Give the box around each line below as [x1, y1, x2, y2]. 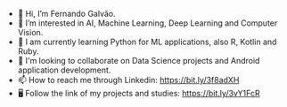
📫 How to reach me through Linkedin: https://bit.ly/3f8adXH [17, 75, 240, 85]
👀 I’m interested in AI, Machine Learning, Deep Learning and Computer [17, 18, 278, 28]
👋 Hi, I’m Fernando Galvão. [17, 9, 116, 19]
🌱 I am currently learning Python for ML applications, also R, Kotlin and [17, 36, 277, 47]
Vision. [17, 27, 44, 37]
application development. [17, 65, 111, 75]
